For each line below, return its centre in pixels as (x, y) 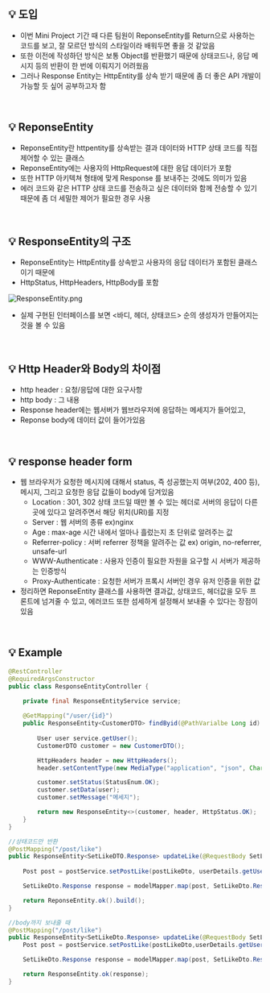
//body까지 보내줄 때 (39, 922)
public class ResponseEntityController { (79, 686)
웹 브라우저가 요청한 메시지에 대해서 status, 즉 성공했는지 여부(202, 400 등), (140, 482)
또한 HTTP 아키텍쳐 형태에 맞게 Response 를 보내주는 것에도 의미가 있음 (133, 178)
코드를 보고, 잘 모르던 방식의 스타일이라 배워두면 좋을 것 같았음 (117, 45)
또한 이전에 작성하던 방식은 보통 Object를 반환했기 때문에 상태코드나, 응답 (135, 56)
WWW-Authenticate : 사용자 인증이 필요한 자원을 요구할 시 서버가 (135, 561)
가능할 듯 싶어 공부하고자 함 (63, 85)
